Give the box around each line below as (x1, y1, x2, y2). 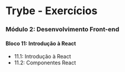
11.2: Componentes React (14, 59, 76, 66)
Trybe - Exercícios (5, 4, 98, 18)
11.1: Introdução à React (14, 53, 72, 60)
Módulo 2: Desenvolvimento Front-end (5, 25, 120, 34)
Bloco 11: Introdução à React (5, 40, 76, 47)
